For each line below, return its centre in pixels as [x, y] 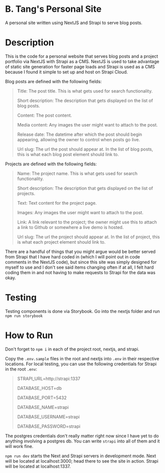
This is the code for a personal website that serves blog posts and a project [82, 56]
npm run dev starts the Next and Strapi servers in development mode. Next [81, 456]
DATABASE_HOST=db [39, 388]
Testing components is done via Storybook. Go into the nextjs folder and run [82, 311]
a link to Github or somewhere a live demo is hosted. [70, 227]
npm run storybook [24, 316]
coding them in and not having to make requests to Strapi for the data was [80, 272]
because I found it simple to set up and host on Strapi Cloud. [66, 72]
